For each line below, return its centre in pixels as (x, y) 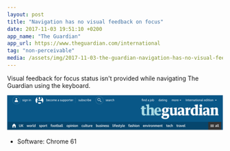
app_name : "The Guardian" (44, 36)
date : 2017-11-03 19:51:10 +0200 (55, 29)
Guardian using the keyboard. (49, 85)
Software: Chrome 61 (47, 141)
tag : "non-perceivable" (41, 51)
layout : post (26, 14)
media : (16, 58)
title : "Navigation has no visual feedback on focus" (86, 22)
